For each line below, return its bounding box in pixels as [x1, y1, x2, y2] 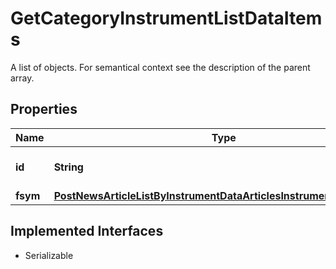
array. [10, 72, 35, 84]
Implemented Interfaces [10, 223, 164, 240]
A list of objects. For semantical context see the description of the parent [10, 61, 311, 73]
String [53, 160, 84, 174]
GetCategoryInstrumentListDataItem [10, 7, 323, 30]
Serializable [24, 249, 74, 261]
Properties [10, 101, 78, 118]
